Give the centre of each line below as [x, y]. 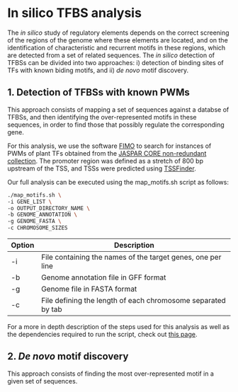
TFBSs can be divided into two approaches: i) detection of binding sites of [116, 62]
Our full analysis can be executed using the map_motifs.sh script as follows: [118, 182]
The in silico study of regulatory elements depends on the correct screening [118, 33]
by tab [52, 309]
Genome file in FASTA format [89, 289]
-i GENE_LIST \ [30, 202]
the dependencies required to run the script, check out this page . [102, 334]
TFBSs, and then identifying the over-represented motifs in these [102, 117]
